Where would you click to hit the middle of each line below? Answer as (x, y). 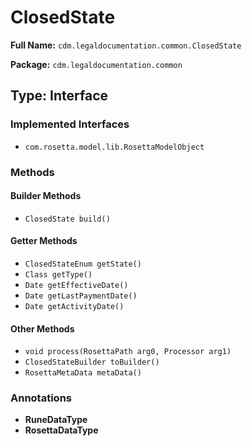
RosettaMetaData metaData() (83, 373)
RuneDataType (56, 420)
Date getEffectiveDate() (76, 285)
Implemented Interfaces (70, 124)
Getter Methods (44, 241)
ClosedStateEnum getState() (83, 264)
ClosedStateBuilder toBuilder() (92, 362)
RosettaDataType (61, 430)
